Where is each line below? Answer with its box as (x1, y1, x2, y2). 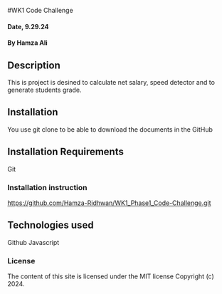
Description (7, 59, 60, 71)
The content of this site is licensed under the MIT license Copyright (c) (7, 272, 215, 280)
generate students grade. (7, 85, 82, 94)
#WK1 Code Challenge (7, 6, 73, 14)
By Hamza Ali (7, 38, 48, 47)
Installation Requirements (7, 146, 125, 158)
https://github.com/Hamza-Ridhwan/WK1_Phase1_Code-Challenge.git (7, 199, 211, 207)
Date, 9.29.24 (7, 22, 49, 31)
